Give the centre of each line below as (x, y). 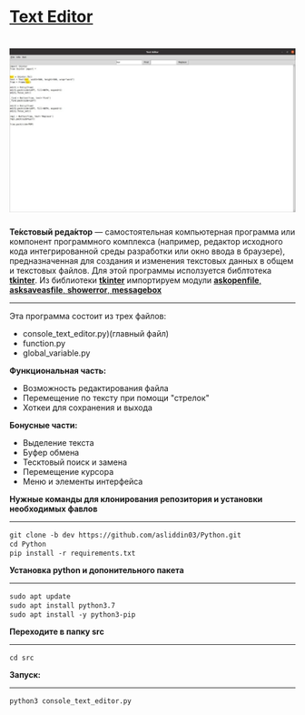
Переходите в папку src (57, 632)
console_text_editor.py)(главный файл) (96, 334)
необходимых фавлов (54, 509)
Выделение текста (58, 443)
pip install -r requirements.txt (73, 554)
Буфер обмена (51, 453)
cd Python (28, 544)
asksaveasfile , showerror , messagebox (85, 290)
